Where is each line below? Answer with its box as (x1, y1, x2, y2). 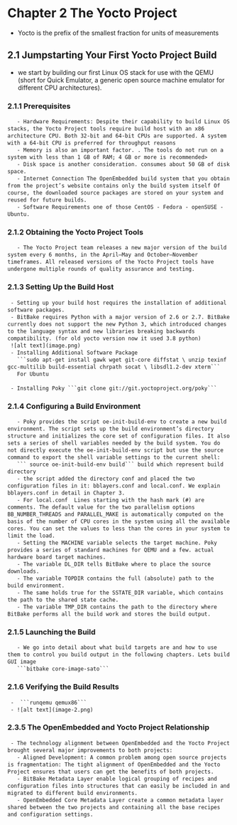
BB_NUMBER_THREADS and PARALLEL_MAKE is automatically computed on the (7, 511, 224, 518)
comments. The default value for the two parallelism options (7, 504, 195, 511)
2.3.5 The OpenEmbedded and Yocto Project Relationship (7, 722, 210, 732)
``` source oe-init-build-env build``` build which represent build (16, 461, 224, 468)
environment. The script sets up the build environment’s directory (7, 425, 214, 432)
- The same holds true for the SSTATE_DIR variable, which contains (16, 589, 224, 596)
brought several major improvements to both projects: (7, 747, 173, 754)
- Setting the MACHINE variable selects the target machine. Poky (16, 539, 218, 546)
